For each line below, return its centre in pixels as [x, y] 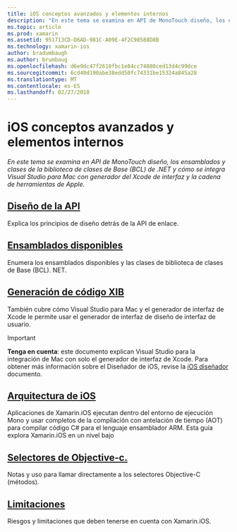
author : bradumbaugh [38, 54]
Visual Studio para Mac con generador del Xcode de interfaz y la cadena [114, 177]
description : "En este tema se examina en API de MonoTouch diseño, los [116, 20]
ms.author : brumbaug [38, 60]
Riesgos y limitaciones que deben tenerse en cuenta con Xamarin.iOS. [109, 521]
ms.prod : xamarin [33, 33]
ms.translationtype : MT [42, 79]
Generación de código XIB [66, 292]
